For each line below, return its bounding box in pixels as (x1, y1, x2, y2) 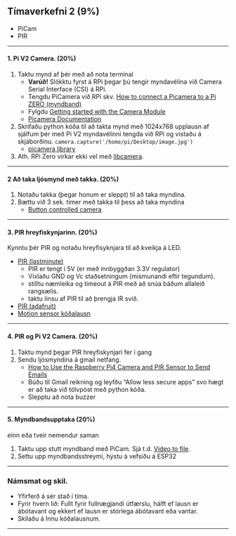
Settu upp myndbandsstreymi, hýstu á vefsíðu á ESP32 (17, 452, 177, 460)
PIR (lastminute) (17, 257, 64, 266)
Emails (27, 370, 48, 379)
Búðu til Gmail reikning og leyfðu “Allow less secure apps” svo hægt (27, 377, 224, 386)
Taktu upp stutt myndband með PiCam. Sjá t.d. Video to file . (17, 444, 191, 452)
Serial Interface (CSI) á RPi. (27, 85, 107, 93)
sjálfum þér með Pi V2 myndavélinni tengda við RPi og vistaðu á (17, 130, 202, 138)
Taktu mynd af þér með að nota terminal (17, 70, 133, 79)
